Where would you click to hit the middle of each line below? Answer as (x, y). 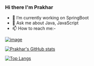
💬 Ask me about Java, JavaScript (45, 23)
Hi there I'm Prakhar (29, 7)
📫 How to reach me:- (34, 29)
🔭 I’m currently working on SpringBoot (50, 18)
